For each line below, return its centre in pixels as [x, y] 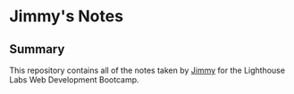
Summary [37, 49]
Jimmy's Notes [66, 16]
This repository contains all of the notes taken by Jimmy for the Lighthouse [147, 70]
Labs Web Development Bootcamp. [75, 80]
